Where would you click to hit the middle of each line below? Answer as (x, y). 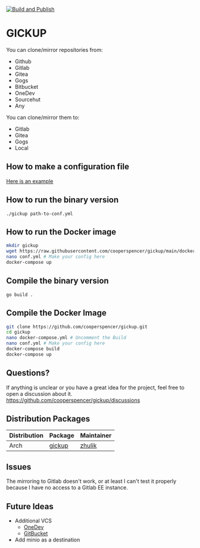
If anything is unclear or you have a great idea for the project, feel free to (95, 387)
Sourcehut (27, 99)
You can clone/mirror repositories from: (54, 50)
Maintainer (96, 436)
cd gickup (18, 332)
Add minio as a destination (47, 540)
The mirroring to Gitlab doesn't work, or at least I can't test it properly (91, 481)
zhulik (88, 446)
